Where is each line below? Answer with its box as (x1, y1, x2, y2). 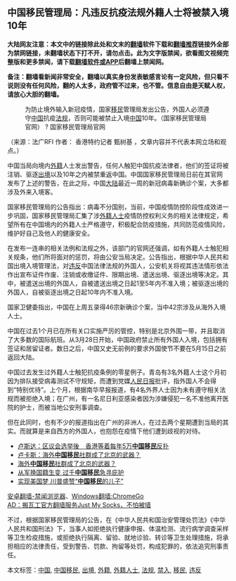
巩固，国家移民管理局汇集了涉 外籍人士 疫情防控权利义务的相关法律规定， (13, 211, 223, 219)
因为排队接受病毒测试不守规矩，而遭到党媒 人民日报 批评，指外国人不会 (7, 376, 211, 385)
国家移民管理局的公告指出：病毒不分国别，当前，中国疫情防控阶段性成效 (7, 203, 216, 211)
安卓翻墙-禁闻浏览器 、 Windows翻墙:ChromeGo (7, 492, 144, 500)
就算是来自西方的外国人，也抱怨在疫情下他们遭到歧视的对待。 (25, 426, 204, 435)
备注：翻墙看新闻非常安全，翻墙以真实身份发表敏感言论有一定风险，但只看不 (7, 72, 229, 81)
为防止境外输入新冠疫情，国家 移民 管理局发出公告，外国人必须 (25, 105, 204, 113)
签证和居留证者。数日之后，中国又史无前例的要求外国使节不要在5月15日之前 (7, 344, 227, 352)
